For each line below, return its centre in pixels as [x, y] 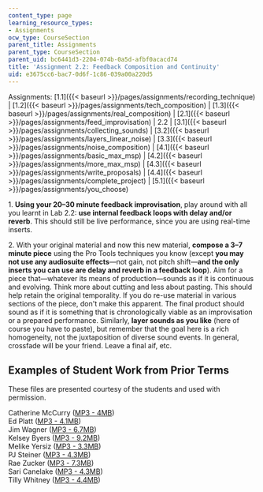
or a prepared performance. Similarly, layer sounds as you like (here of [124, 320]
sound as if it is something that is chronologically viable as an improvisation [131, 312]
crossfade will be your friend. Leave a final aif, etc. [90, 345]
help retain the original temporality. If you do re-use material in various [122, 295]
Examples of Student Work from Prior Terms [119, 371]
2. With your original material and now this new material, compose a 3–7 [125, 245]
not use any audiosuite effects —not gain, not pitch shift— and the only [124, 261]
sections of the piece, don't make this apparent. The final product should [126, 303]
